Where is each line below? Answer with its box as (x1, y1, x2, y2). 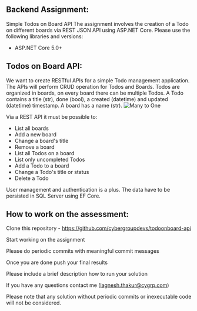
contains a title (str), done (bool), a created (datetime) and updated (6, 95, 169, 102)
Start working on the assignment (6, 236, 85, 243)
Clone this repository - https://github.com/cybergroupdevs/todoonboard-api (6, 225, 191, 232)
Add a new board (14, 131, 57, 138)
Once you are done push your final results (6, 259, 108, 266)
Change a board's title (14, 137, 69, 144)
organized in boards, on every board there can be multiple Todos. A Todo (6, 89, 184, 96)
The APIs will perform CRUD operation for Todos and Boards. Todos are (6, 83, 181, 90)
